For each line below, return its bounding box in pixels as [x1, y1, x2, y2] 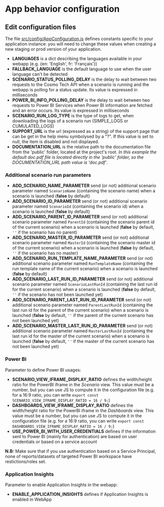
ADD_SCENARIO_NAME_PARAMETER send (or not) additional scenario [12, 183, 156, 189]
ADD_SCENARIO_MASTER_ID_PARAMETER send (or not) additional [12, 234, 149, 240]
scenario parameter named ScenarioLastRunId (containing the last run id [12, 281, 158, 287]
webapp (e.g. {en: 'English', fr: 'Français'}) [12, 61, 98, 66]
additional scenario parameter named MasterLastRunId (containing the [12, 328, 153, 334]
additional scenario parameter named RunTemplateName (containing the [12, 260, 153, 267]
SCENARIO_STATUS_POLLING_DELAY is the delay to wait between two [12, 77, 157, 82]
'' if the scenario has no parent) [12, 230, 78, 235]
